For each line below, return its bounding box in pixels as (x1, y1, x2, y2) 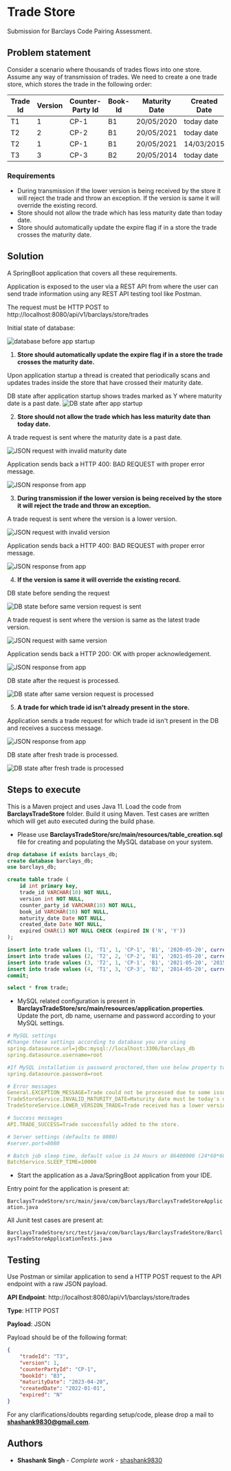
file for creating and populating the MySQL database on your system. (16, 838, 213, 846)
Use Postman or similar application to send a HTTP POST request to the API (7, 1272, 222, 1281)
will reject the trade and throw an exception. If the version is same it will (16, 194, 220, 202)
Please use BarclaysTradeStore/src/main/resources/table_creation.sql (16, 830, 223, 838)
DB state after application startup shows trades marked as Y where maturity (7, 391, 222, 400)
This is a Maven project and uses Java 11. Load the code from (7, 802, 182, 811)
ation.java (7, 1204, 38, 1211)
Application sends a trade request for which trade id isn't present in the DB (7, 716, 219, 724)
